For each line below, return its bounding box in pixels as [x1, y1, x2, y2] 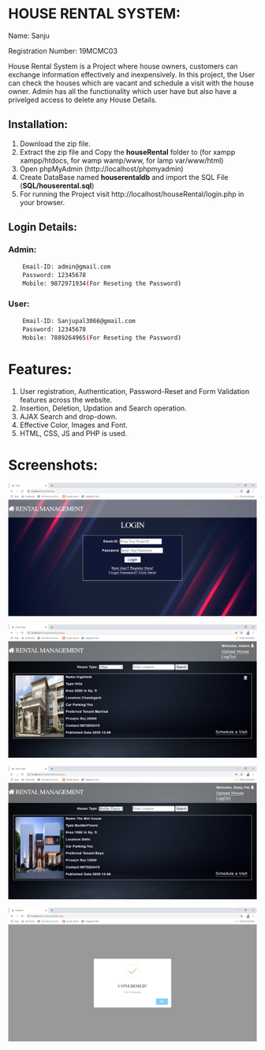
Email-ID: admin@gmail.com [22, 263, 111, 271]
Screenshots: [8, 456, 99, 474]
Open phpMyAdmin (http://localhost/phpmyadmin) [19, 163, 184, 174]
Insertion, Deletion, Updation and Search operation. [19, 403, 187, 413]
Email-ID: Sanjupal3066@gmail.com [22, 317, 136, 325]
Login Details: [8, 220, 77, 234]
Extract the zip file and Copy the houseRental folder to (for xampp [19, 147, 236, 156]
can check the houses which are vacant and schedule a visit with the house [8, 78, 255, 88]
